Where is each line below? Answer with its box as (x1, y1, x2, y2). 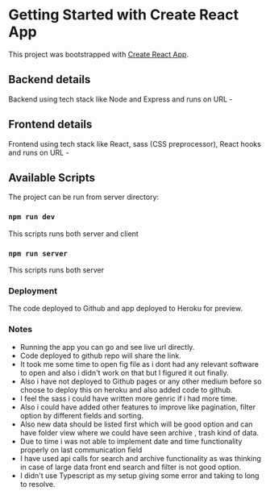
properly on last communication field (19, 445, 143, 455)
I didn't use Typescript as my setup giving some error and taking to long (19, 470, 260, 480)
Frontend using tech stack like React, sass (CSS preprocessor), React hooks (8, 139, 262, 148)
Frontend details (8, 118, 93, 131)
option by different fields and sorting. (19, 410, 143, 420)
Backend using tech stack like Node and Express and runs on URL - (8, 94, 233, 104)
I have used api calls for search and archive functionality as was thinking (19, 453, 262, 463)
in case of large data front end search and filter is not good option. (19, 462, 242, 472)
